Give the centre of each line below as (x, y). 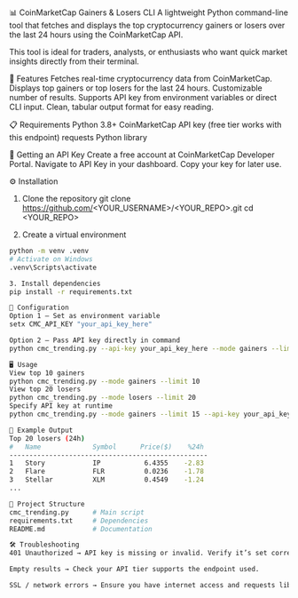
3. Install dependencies (55, 283)
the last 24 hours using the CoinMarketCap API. (96, 35)
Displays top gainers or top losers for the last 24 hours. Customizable (136, 88)
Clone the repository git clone (76, 199)
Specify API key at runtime (61, 406)
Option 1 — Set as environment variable (85, 316)
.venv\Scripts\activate (53, 267)
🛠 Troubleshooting (44, 545)
